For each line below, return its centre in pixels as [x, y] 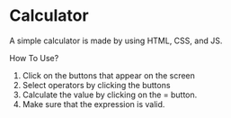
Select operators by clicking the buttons [96, 85]
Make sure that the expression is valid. [93, 104]
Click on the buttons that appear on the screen [109, 75]
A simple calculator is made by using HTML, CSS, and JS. [116, 41]
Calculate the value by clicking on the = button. [110, 95]
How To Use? [34, 58]
